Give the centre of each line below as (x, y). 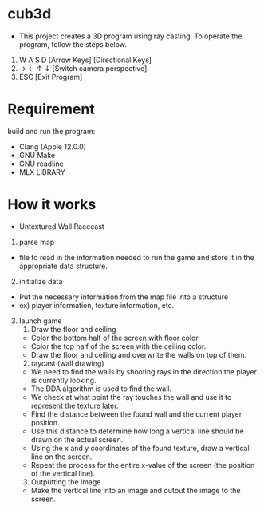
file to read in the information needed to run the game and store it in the (136, 257)
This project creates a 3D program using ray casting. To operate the (130, 36)
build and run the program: (51, 131)
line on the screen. (61, 457)
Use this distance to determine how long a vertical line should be (137, 431)
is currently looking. (63, 380)
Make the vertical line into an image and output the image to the (136, 490)
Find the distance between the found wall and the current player (136, 414)
